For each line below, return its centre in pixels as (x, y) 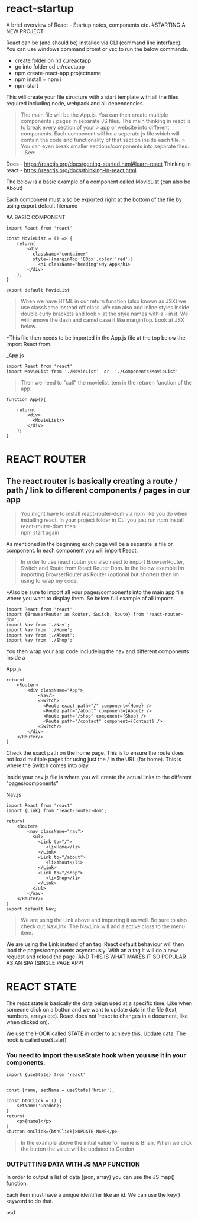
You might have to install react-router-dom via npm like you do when (104, 513)
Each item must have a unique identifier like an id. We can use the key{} (93, 1195)
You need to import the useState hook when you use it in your (96, 1055)
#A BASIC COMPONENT (36, 217)
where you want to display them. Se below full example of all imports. (91, 598)
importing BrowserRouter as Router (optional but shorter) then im (100, 574)
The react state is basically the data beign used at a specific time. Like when (99, 1003)
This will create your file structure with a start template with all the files (92, 97)
